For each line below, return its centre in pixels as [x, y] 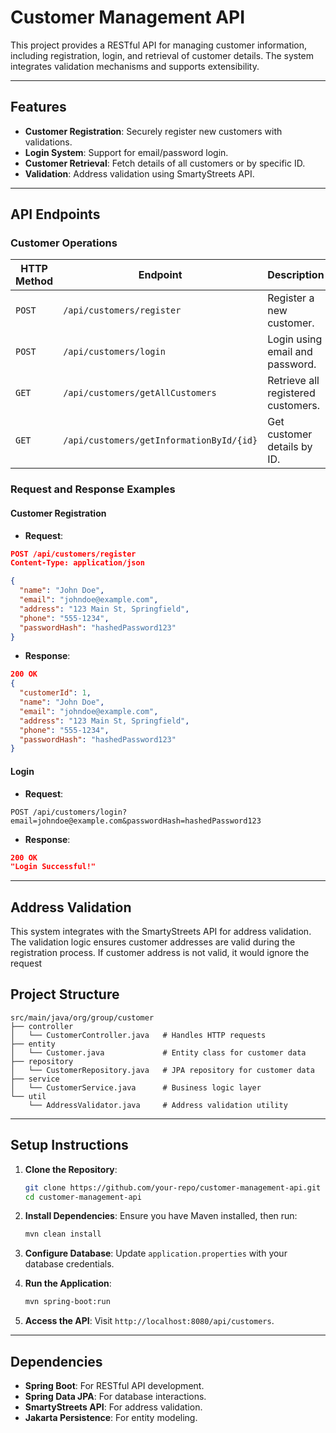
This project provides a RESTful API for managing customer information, [159, 45]
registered [291, 393]
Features [38, 107]
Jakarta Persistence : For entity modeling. [111, 1418]
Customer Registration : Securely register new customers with [153, 131]
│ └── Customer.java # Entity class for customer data [158, 1052]
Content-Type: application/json [77, 563]
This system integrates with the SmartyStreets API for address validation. [161, 932]
